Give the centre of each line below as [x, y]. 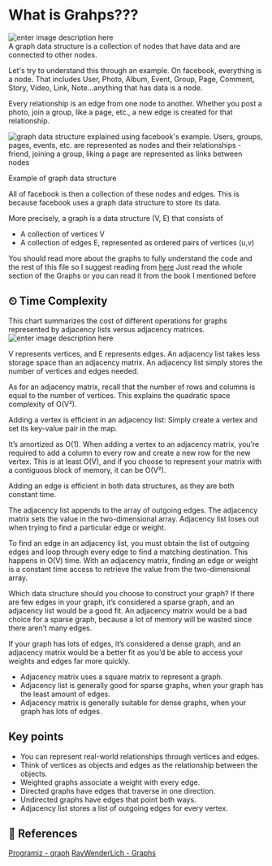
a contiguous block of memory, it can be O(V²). [87, 470]
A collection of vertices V [63, 234]
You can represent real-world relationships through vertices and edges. [140, 756]
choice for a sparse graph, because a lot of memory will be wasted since [130, 619]
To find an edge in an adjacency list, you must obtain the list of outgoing [129, 543]
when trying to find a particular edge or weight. [87, 527]
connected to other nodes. [53, 54]
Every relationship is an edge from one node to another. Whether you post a [135, 103]
